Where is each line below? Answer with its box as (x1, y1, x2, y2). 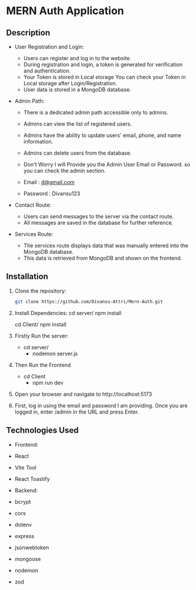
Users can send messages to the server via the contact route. (23, 213, 174, 219)
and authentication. (23, 67, 71, 74)
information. (23, 138, 53, 145)
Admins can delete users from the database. (23, 149, 132, 156)
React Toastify (14, 475, 50, 482)
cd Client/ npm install (14, 320, 67, 328)
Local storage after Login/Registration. (23, 80, 117, 87)
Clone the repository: (14, 287, 67, 294)
